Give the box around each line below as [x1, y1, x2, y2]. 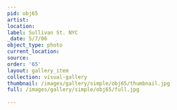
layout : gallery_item [7, 67, 69, 74]
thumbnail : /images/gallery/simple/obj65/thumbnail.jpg [7, 80, 170, 87]
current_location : [7, 49, 60, 55]
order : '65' [7, 61, 41, 68]
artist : [7, 16, 29, 23]
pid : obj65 [7, 10, 38, 17]
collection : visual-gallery [7, 73, 88, 81]
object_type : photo [7, 42, 63, 49]
